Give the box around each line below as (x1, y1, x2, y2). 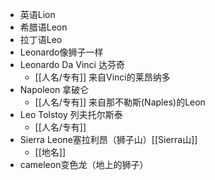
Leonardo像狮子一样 (19, 46, 104, 58)
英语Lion (19, 9, 56, 20)
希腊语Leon (19, 21, 68, 33)
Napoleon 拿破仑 (19, 84, 90, 95)
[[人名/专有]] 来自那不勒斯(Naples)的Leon (34, 96, 206, 108)
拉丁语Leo (19, 34, 63, 45)
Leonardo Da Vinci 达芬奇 (19, 59, 125, 70)
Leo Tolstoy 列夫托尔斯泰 (19, 109, 123, 120)
